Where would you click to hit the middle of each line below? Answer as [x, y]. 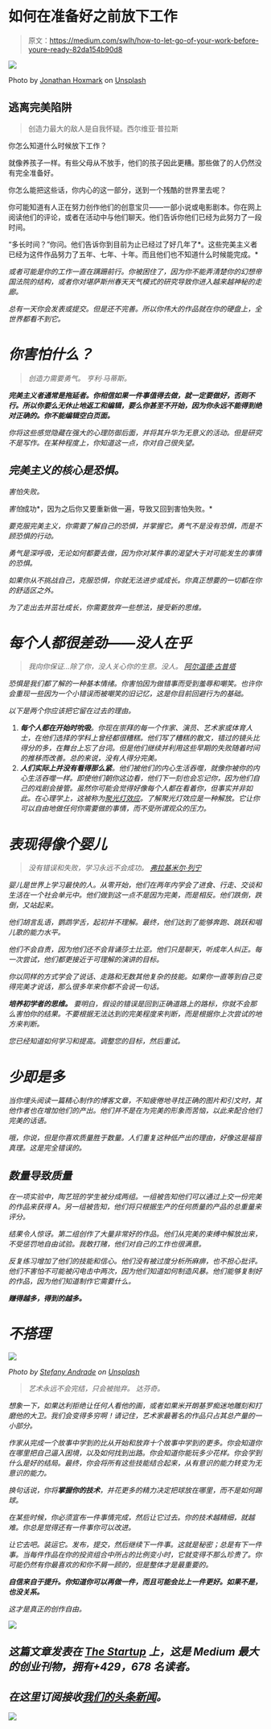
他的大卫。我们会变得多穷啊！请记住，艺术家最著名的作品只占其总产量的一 [138, 1416]
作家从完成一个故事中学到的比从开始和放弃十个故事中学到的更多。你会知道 [131, 1443]
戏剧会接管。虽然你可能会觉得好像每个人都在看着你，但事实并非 [140, 788]
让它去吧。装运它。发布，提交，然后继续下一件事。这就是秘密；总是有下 [128, 1544]
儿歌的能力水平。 [37, 932]
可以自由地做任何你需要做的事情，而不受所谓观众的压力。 [115, 809]
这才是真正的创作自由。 [47, 1609]
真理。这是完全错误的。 [47, 1148]
